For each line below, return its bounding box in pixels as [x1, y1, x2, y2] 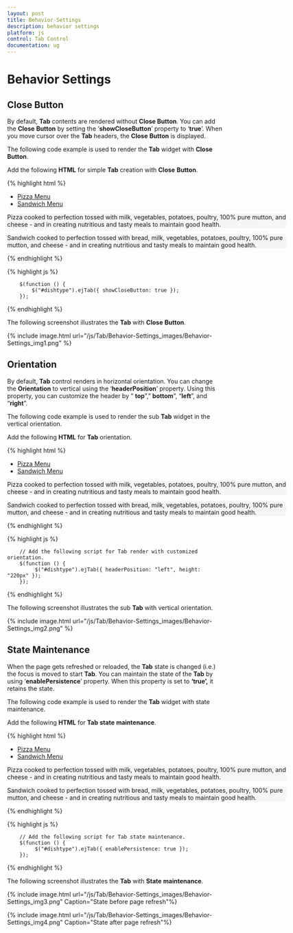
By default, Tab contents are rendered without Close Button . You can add [7, 118, 216, 125]
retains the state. [7, 684, 55, 692]
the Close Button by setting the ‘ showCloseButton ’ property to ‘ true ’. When [7, 124, 223, 133]
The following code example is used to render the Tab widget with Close [7, 145, 213, 153]
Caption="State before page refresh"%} [64, 897, 178, 905]
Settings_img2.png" [7, 624, 63, 633]
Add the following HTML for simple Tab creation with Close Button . [7, 166, 198, 174]
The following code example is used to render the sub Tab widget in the [7, 412, 211, 420]
